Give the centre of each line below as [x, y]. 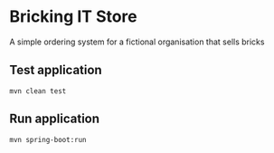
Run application [55, 119]
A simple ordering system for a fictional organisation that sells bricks [137, 42]
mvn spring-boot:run [48, 139]
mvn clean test [38, 91]
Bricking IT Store [73, 17]
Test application [56, 70]
